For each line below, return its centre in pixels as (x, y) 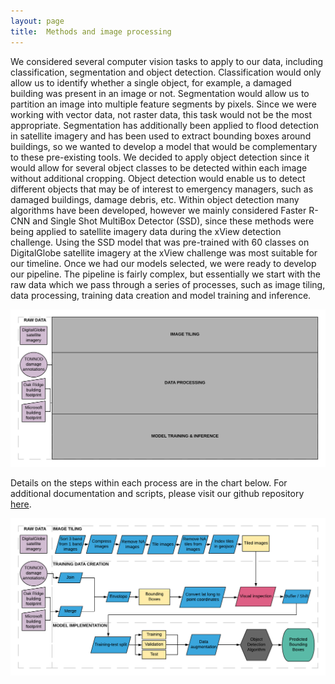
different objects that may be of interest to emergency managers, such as (162, 189)
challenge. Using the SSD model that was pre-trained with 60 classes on (160, 242)
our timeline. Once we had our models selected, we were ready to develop (163, 263)
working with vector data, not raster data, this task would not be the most (161, 114)
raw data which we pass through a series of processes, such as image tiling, (168, 284)
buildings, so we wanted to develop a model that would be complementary (164, 146)
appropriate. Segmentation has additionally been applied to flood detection (164, 125)
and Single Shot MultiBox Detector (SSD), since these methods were (173, 221)
